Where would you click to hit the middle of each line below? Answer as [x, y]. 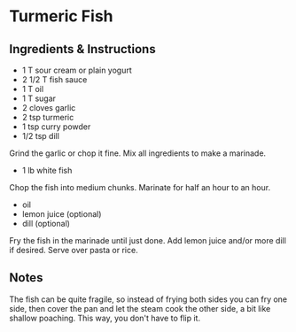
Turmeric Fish [61, 16]
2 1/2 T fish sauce [55, 80]
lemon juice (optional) [62, 214]
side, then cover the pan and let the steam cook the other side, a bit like [140, 308]
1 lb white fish [47, 170]
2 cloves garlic [49, 108]
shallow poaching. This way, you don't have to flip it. [105, 318]
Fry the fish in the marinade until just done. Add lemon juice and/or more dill [148, 240]
